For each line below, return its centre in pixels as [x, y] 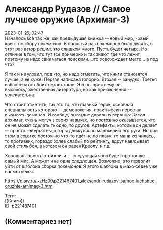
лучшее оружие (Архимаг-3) [67, 19]
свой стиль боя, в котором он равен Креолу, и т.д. [58, 146]
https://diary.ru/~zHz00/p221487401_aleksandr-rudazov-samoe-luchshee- [81, 181]
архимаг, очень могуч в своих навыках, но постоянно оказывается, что [80, 120]
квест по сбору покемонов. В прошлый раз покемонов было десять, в [79, 43]
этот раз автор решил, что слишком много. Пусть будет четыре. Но [76, 49]
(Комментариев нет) [39, 221]
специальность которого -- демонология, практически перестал [73, 110]
